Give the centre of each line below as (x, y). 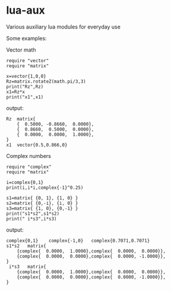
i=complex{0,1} (25, 182)
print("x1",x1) (25, 97)
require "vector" (28, 61)
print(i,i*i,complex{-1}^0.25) (45, 188)
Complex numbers (29, 156)
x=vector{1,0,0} (26, 76)
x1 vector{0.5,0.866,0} (37, 145)
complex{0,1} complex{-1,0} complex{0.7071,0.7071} (78, 241)
